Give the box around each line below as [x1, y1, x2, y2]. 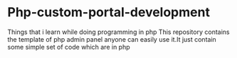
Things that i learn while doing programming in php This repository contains [7, 28, 230, 36]
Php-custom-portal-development [7, 4, 210, 21]
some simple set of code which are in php [7, 42, 130, 51]
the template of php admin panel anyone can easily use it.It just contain [7, 35, 217, 43]
